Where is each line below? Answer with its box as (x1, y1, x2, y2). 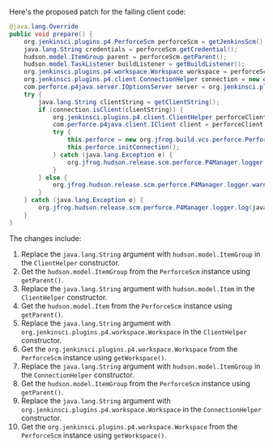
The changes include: (9, 233, 82, 243)
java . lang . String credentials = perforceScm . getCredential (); (23, 45, 238, 54)
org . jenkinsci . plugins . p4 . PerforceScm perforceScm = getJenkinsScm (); (23, 37, 267, 45)
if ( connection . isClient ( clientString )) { (38, 106, 184, 114)
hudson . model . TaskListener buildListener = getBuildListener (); (23, 60, 245, 68)
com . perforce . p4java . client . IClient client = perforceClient (52, 121, 264, 129)
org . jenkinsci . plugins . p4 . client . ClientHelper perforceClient (52, 113, 267, 121)
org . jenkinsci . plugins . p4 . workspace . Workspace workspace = (23, 68, 228, 76)
